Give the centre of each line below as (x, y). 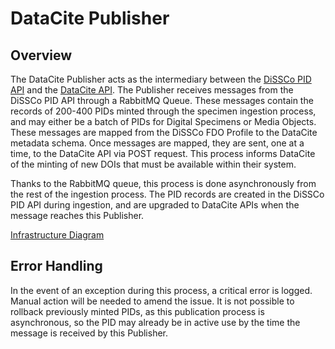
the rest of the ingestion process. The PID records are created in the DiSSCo (167, 194)
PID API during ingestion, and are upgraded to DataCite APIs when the (155, 205)
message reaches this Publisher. (77, 215)
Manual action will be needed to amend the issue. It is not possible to (152, 301)
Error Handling (56, 266)
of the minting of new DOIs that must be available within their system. (153, 164)
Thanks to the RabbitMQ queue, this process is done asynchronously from (163, 183)
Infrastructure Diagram (57, 235)
